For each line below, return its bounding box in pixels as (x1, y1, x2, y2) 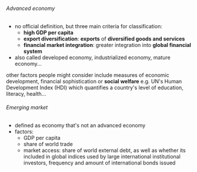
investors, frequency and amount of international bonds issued (23, 159, 176, 167)
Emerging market (6, 103, 48, 111)
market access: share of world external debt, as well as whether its (23, 147, 186, 154)
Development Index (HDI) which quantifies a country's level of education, (6, 84, 183, 91)
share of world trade (23, 141, 74, 148)
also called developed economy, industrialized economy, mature (14, 54, 171, 61)
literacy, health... (6, 90, 46, 97)
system (23, 48, 42, 55)
